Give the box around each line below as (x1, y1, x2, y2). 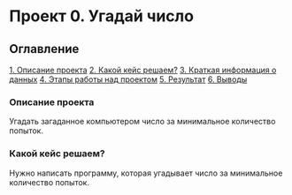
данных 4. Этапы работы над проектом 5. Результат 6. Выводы (9, 74, 248, 85)
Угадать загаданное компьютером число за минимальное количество (9, 116, 276, 127)
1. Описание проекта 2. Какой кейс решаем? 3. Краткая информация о (9, 64, 277, 75)
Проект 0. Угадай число (9, 6, 195, 26)
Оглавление (9, 41, 80, 56)
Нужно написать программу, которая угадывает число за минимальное (9, 168, 283, 178)
